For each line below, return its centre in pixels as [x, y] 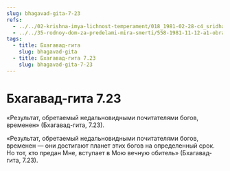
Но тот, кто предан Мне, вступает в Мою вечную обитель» [93, 152]
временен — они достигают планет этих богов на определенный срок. [111, 146]
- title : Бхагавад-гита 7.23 [54, 58]
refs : [14, 20]
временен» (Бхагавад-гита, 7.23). [55, 125]
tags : [14, 39]
